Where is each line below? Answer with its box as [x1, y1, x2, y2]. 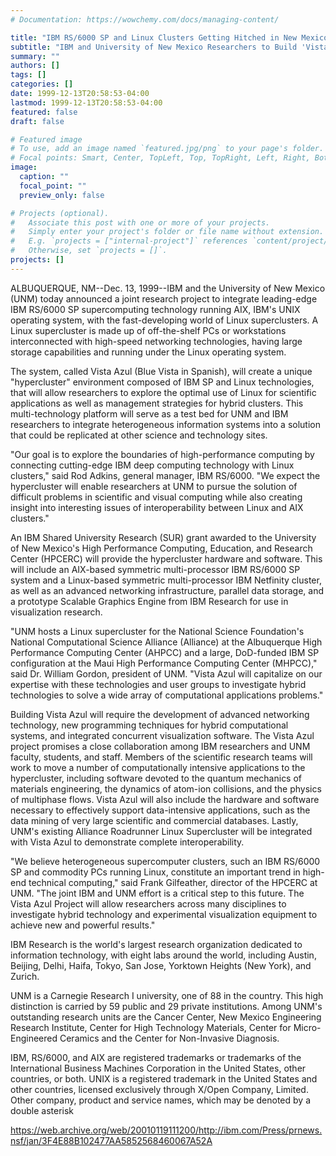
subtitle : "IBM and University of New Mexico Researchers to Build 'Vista [10, 42, 329, 52]
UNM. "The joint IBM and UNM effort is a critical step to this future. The [10, 887, 305, 899]
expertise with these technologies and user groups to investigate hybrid [10, 678, 307, 690]
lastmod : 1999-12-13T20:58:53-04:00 [10, 97, 163, 108]
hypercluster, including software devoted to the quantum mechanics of [10, 772, 303, 784]
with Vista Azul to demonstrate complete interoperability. [10, 836, 245, 848]
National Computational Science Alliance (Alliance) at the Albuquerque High [10, 636, 323, 648]
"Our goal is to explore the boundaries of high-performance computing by [10, 448, 315, 460]
